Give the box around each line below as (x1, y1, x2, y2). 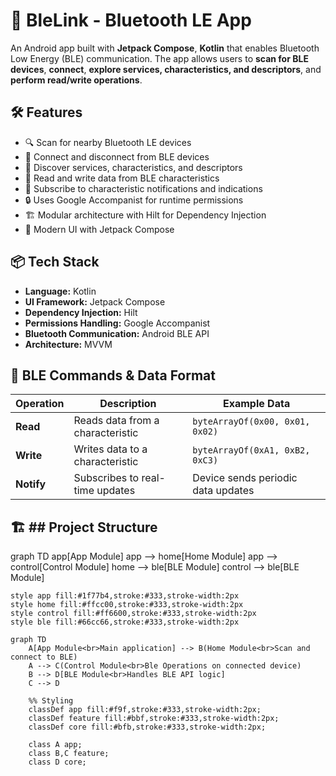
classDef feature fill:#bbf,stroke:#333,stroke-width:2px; (28, 714, 280, 724)
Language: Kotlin (24, 285, 97, 297)
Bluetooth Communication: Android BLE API (24, 327, 210, 339)
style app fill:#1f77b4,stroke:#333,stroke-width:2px (10, 591, 240, 601)
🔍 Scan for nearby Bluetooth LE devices (24, 136, 192, 148)
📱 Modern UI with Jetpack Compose (24, 223, 175, 235)
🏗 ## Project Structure (10, 519, 158, 536)
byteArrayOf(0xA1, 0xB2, (192, 445, 311, 456)
